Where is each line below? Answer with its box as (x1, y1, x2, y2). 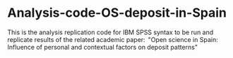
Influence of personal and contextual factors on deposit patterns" (7, 43, 198, 51)
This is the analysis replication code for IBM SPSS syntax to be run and (7, 28, 214, 36)
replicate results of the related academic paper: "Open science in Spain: (7, 35, 218, 43)
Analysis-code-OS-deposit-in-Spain (7, 5, 227, 21)
